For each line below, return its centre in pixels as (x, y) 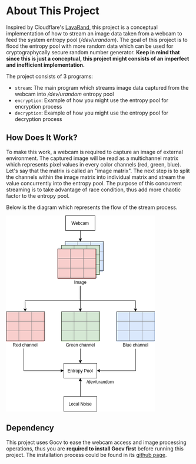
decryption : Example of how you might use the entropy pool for (92, 113)
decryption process (38, 119)
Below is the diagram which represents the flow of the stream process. (92, 207)
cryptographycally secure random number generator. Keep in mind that (93, 52)
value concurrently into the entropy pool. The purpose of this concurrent (94, 183)
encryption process (38, 106)
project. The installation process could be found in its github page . (87, 455)
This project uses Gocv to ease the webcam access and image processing (96, 442)
